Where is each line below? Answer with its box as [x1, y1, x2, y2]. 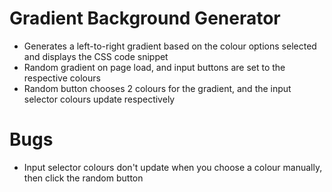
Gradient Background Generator [9, 7, 281, 30]
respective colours [23, 72, 101, 84]
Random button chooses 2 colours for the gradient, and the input [23, 82, 292, 94]
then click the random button [23, 172, 144, 184]
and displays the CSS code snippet [23, 50, 169, 62]
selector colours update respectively [23, 93, 176, 105]
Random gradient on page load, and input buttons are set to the [23, 61, 286, 73]
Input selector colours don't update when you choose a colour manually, [23, 161, 323, 173]
